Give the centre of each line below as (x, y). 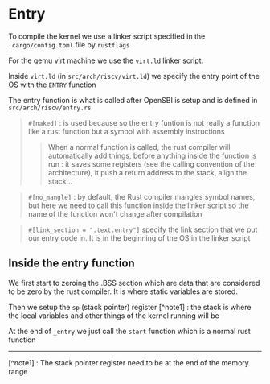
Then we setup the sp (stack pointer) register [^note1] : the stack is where (130, 307)
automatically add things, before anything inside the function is (152, 155)
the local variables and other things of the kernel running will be (114, 316)
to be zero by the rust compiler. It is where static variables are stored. (123, 291)
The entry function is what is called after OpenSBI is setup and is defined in (133, 100)
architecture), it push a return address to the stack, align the (147, 172)
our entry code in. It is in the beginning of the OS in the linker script (139, 237)
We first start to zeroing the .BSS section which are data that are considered (134, 283)
